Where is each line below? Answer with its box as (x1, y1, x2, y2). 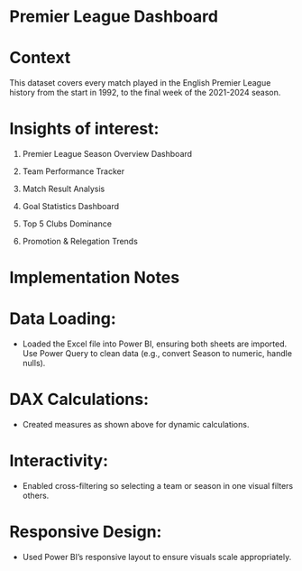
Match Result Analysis (22, 183, 105, 195)
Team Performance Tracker (22, 166, 124, 177)
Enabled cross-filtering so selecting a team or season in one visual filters (22, 481, 294, 492)
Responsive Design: (9, 521, 162, 542)
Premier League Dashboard (9, 6, 219, 27)
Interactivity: (9, 451, 108, 471)
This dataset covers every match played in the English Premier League (9, 78, 271, 88)
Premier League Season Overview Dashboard (22, 149, 192, 160)
